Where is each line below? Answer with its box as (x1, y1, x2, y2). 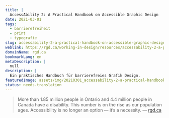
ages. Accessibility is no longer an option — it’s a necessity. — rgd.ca (17, 107, 162, 113)
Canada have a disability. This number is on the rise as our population (17, 101, 162, 107)
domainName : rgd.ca (5, 49, 46, 54)
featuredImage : (5, 78, 37, 83)
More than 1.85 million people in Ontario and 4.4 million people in (17, 96, 152, 102)
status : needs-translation (5, 82, 62, 87)
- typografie (10, 36, 37, 41)
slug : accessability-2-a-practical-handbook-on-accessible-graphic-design (5, 40, 165, 45)
